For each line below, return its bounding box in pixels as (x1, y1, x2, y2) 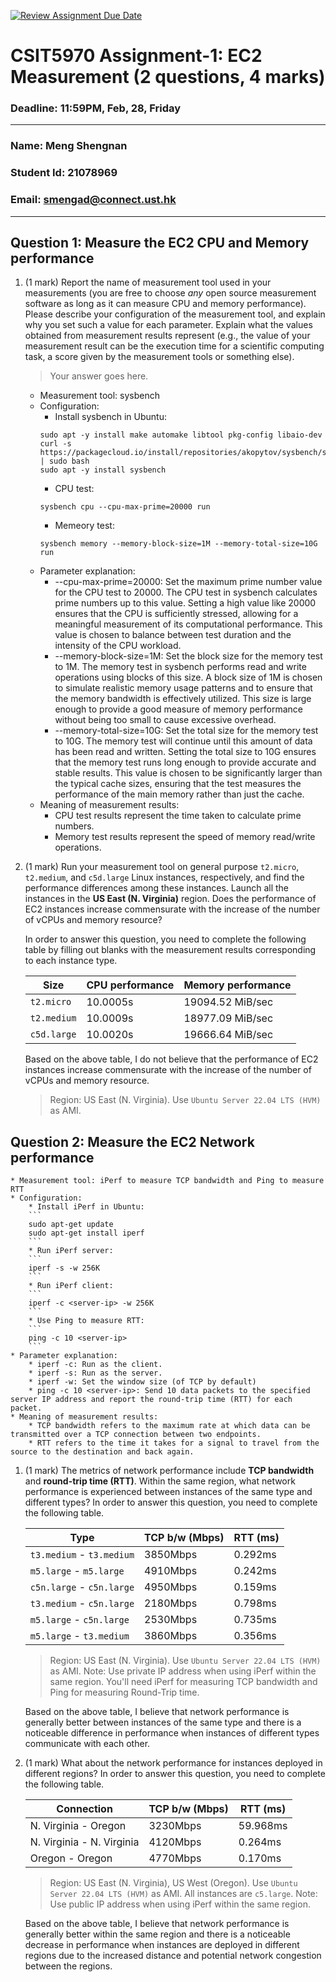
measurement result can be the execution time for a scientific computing (24, 340, 325, 352)
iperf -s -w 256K (28, 1263, 101, 1274)
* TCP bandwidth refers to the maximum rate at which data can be (28, 1421, 311, 1431)
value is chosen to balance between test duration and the (54, 629, 292, 641)
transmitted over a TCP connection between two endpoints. (10, 1430, 262, 1440)
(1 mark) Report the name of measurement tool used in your (24, 276, 272, 289)
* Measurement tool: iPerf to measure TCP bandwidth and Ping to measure (10, 1176, 325, 1186)
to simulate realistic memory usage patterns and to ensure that (54, 682, 313, 694)
